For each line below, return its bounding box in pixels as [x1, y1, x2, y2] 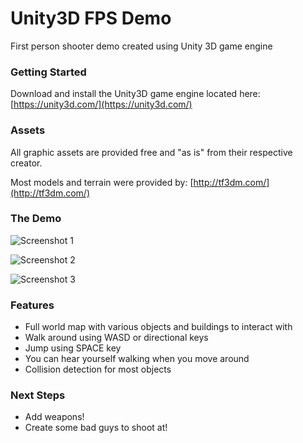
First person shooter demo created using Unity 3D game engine [10, 40, 273, 52]
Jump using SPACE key [24, 342, 122, 354]
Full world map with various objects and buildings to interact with [24, 321, 293, 333]
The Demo [10, 212, 62, 226]
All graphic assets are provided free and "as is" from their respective [10, 146, 293, 158]
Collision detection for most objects [24, 363, 172, 376]
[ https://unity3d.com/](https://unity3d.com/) [10, 98, 193, 111]
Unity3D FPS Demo [10, 7, 172, 30]
